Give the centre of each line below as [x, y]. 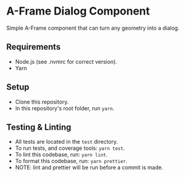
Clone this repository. [42, 102]
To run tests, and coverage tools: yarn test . [70, 148]
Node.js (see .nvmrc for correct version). [66, 61]
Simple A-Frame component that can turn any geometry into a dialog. [93, 28]
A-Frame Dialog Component [78, 11]
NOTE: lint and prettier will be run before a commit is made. [89, 167]
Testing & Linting [39, 127]
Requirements [33, 47]
